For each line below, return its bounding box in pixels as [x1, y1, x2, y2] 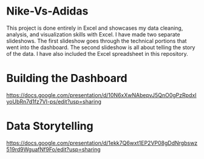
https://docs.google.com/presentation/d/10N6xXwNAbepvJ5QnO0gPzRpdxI [6, 91, 197, 98]
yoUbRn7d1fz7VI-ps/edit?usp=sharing [6, 98, 101, 105]
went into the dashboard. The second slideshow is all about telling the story [6, 44, 195, 51]
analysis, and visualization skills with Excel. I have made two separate [6, 30, 180, 38]
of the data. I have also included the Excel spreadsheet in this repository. [6, 50, 188, 57]
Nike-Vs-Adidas [6, 4, 89, 18]
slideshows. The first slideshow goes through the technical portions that [6, 37, 187, 44]
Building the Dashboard [6, 72, 127, 86]
